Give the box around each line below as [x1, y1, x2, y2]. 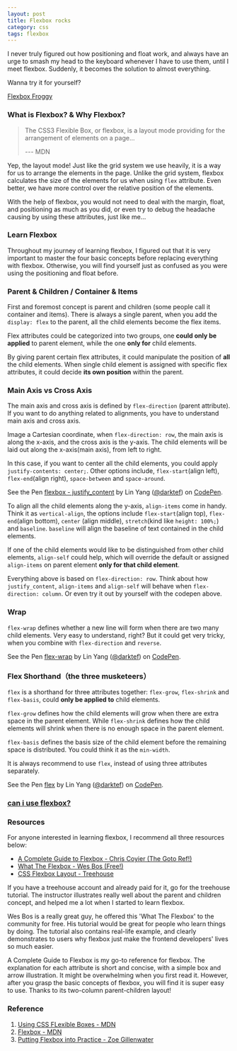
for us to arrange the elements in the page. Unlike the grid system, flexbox [7, 168, 224, 177]
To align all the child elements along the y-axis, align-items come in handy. [7, 501, 227, 511]
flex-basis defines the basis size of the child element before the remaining [7, 738, 226, 747]
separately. [7, 767, 40, 775]
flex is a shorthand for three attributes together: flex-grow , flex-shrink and [7, 688, 229, 696]
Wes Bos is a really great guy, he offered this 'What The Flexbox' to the [7, 912, 214, 921]
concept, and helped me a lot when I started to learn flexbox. [7, 899, 185, 907]
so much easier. [7, 942, 54, 951]
